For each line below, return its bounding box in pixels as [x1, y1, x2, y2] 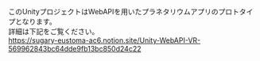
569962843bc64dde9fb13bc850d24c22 [8, 44, 142, 53]
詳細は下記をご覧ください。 [8, 27, 99, 36]
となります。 [14, 17, 57, 26]
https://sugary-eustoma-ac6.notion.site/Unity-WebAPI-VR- [8, 36, 201, 45]
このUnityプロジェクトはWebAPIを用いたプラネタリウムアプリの [8, 7, 219, 16]
